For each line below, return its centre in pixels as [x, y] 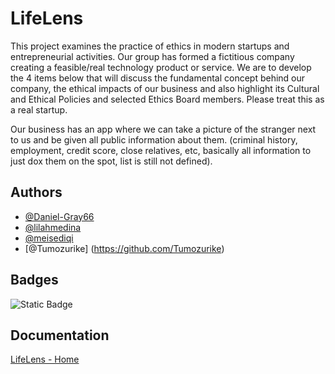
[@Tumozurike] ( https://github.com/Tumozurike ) [124, 248]
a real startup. [39, 109]
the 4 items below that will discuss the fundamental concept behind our [158, 78]
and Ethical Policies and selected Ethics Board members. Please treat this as [167, 99]
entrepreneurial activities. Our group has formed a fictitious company [152, 56]
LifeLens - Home [45, 359]
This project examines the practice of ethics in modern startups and [150, 46]
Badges [34, 280]
